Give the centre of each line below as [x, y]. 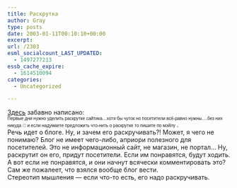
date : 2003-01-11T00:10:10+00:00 [57, 34]
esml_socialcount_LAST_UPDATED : [55, 54]
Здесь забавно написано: [46, 112]
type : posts [25, 27]
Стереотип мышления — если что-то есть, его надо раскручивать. [109, 177]
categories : [25, 80]
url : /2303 [23, 47]
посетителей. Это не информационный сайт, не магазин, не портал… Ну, [117, 147]
